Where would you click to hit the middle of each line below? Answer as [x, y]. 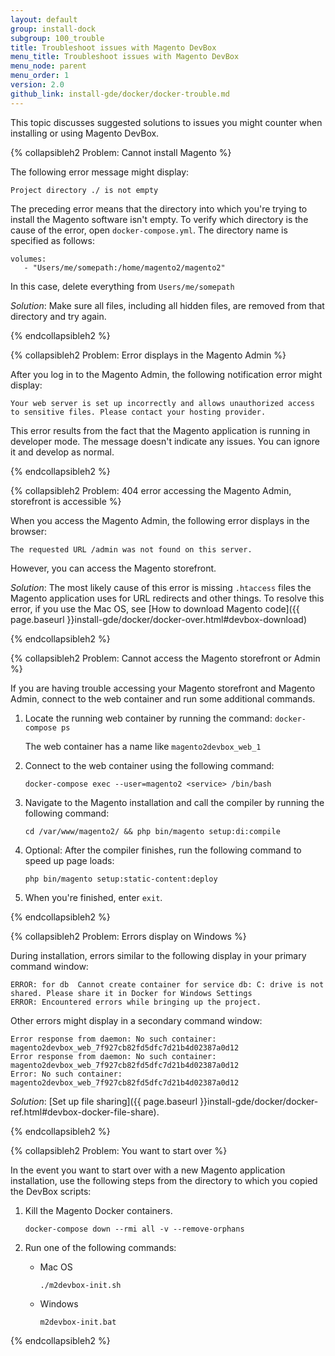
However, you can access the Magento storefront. [113, 568]
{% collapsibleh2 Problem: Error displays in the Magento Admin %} [148, 355]
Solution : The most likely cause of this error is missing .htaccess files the [161, 587]
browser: [29, 531]
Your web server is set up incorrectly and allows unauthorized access [162, 403]
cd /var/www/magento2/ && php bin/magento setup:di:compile [152, 831]
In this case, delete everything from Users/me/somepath [122, 286]
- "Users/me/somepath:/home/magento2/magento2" [124, 267]
